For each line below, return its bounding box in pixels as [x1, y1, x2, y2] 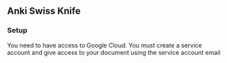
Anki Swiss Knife [7, 5, 81, 17]
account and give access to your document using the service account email [7, 48, 221, 56]
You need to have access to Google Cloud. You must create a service [7, 41, 202, 49]
